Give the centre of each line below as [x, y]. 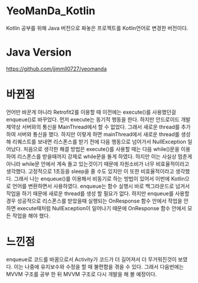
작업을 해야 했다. [31, 216]
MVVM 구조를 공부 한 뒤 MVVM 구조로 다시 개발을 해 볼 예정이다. [82, 274]
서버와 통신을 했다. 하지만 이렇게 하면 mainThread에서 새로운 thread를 [98, 134]
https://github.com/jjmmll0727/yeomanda [57, 69]
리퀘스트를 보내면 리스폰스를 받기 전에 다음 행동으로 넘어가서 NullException [99, 141]
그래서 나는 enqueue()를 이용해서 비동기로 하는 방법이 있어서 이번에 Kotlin [99, 178]
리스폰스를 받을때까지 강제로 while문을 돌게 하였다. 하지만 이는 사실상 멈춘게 [105, 156]
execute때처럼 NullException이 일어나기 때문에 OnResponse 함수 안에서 [101, 208]
